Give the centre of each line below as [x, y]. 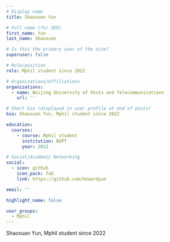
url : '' [26, 98]
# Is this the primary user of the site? [58, 49]
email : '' [18, 190]
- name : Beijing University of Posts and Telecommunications [88, 92]
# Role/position [26, 65]
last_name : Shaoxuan [31, 39]
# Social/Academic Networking [43, 157]
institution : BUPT [44, 141]
